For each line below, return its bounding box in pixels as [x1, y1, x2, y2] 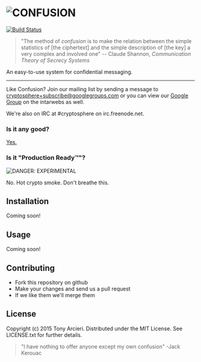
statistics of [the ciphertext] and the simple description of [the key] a [20, 44, 191, 51]
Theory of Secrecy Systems [20, 56, 90, 64]
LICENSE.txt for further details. [6, 331, 83, 339]
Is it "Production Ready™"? [6, 154, 86, 162]
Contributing [6, 263, 55, 273]
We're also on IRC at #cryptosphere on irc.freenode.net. [6, 110, 145, 117]
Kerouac [20, 349, 42, 357]
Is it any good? [6, 125, 50, 133]
